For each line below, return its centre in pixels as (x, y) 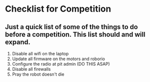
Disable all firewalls (31, 69)
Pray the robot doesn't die (38, 74)
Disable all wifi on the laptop (40, 54)
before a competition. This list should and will (75, 34)
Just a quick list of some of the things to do (72, 27)
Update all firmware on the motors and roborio (58, 59)
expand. (18, 42)
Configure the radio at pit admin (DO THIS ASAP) (61, 64)
